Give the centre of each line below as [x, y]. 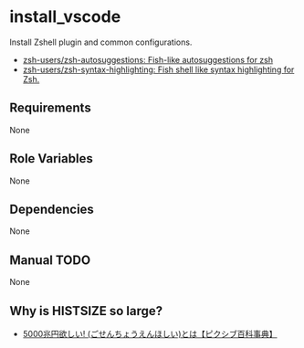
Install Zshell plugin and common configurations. [101, 42]
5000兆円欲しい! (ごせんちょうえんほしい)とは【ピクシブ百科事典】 [150, 334]
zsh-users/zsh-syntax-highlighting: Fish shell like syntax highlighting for [158, 69]
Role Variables [51, 158]
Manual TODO [50, 260]
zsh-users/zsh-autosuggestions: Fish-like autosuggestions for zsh [148, 59]
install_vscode [65, 17]
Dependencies [52, 209]
